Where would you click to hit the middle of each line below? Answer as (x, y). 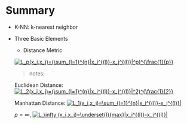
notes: (37, 73)
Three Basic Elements (41, 38)
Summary (30, 10)
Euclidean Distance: (39, 85)
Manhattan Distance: (40, 103)
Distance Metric (43, 50)
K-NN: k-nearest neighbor (46, 27)
